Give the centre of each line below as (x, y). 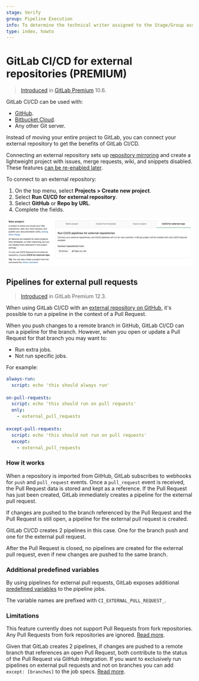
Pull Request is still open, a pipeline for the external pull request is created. (97, 519)
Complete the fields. (39, 210)
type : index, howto (30, 31)
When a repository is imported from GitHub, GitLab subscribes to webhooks (99, 476)
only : (18, 410)
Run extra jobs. (33, 349)
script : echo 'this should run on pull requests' (74, 404)
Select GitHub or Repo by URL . (52, 203)
